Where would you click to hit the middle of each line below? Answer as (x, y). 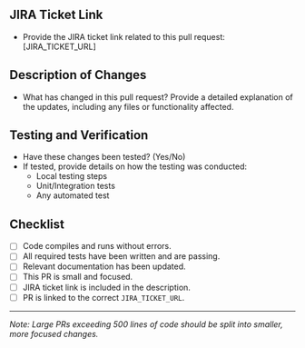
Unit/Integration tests (76, 186)
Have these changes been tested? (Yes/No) (104, 157)
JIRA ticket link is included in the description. (106, 287)
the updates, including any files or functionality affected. (128, 106)
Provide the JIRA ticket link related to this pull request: (123, 36)
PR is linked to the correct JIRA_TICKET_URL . (103, 297)
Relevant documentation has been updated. (104, 266)
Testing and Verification (79, 135)
